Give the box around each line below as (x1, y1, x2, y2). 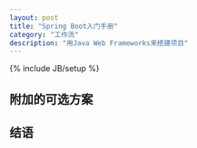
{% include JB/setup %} (9, 63, 100, 74)
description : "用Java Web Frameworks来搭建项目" (9, 38, 189, 48)
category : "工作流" (9, 30, 79, 39)
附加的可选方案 (9, 91, 94, 106)
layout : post (9, 13, 59, 23)
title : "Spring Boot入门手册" (9, 22, 118, 31)
